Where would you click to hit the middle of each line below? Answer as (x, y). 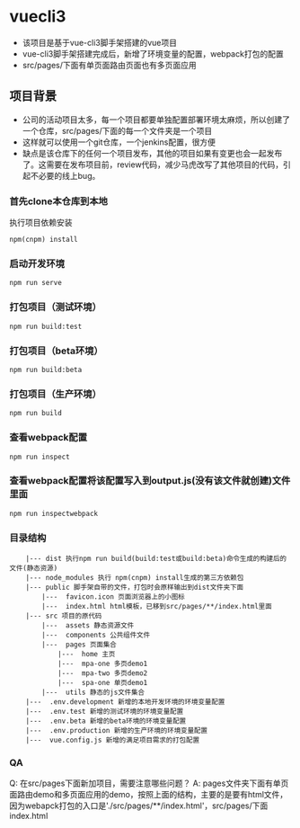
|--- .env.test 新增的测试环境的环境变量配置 (105, 712)
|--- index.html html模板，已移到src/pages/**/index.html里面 (157, 607)
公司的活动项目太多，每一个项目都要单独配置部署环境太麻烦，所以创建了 (156, 120)
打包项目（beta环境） (56, 351)
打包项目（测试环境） (55, 307)
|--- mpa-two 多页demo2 (102, 673)
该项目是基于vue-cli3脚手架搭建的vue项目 (100, 42)
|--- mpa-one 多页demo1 (102, 664)
